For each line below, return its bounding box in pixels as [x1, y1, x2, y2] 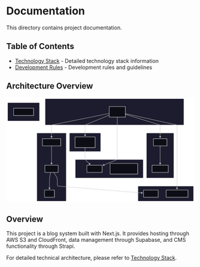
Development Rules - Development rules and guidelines [14, 63, 153, 71]
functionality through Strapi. [6, 242, 75, 250]
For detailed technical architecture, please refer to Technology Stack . [6, 254, 177, 262]
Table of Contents [6, 41, 75, 51]
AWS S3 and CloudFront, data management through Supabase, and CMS [6, 236, 186, 244]
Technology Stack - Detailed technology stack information [14, 57, 159, 64]
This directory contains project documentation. [6, 24, 122, 31]
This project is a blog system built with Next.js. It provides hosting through [6, 230, 190, 237]
